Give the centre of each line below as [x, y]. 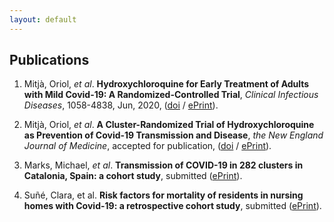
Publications [49, 60]
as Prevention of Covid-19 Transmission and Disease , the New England [173, 135]
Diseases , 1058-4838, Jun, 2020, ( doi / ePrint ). [121, 105]
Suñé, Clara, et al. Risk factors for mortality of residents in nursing [163, 195]
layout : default [43, 19]
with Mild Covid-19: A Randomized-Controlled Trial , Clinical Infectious [171, 95]
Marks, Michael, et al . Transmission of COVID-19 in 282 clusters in [163, 165]
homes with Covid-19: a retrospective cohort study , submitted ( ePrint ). [172, 206]
